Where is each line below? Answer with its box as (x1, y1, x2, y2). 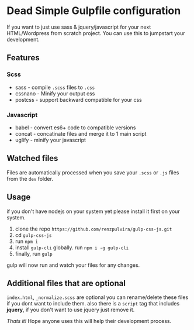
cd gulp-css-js (15, 231, 52, 238)
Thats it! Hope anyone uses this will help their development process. (6, 318, 172, 325)
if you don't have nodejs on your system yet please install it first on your (6, 208, 180, 215)
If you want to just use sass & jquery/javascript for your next (6, 23, 151, 30)
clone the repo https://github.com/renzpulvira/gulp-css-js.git (15, 225, 172, 232)
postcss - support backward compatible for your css (15, 96, 142, 103)
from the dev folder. (6, 175, 53, 182)
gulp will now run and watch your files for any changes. (6, 262, 140, 269)
